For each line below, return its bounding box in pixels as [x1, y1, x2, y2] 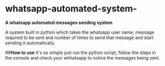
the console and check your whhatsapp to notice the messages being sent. [5, 54, 160, 60]
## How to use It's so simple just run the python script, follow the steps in [5, 49, 156, 55]
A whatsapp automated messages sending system [5, 19, 113, 25]
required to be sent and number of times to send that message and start [5, 34, 154, 40]
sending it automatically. [5, 39, 55, 45]
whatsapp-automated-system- [5, 3, 137, 14]
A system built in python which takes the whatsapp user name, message [5, 29, 154, 35]
